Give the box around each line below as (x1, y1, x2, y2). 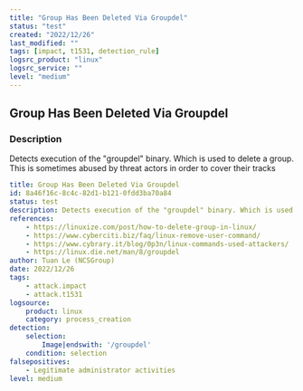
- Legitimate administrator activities (25, 366, 176, 375)
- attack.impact (25, 281, 88, 291)
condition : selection (25, 348, 107, 358)
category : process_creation (25, 315, 131, 324)
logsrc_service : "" (9, 64, 83, 73)
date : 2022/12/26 (9, 264, 75, 274)
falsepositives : (9, 357, 71, 367)
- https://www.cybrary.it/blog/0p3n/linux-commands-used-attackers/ (25, 239, 289, 249)
